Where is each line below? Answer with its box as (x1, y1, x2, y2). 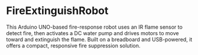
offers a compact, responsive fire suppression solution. (6, 42, 141, 49)
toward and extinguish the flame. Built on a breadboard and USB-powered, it (6, 36, 193, 43)
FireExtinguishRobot (6, 4, 109, 18)
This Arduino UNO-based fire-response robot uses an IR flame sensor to (6, 23, 183, 30)
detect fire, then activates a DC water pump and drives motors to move (6, 29, 179, 36)
